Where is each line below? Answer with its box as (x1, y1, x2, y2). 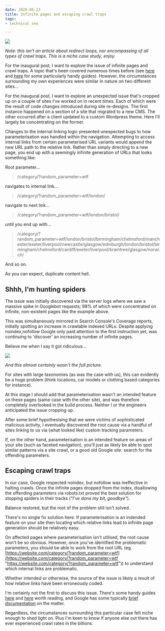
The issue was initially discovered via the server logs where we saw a (5, 298, 146, 304)
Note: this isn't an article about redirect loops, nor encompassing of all (5, 48, 149, 54)
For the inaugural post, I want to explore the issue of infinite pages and (5, 62, 148, 69)
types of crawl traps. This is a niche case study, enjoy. (5, 53, 116, 59)
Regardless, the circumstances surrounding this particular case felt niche (5, 610, 153, 616)
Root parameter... (5, 164, 40, 170)
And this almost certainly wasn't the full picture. (5, 362, 102, 368)
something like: (5, 155, 36, 161)
